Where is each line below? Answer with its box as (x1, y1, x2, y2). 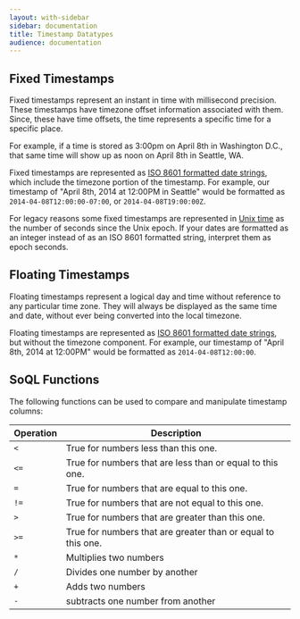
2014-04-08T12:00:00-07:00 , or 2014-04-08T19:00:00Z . (9, 196, 206, 206)
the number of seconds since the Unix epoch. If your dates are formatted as (9, 222, 288, 233)
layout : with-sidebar (9, 13, 90, 22)
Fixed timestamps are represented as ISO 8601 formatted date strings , (9, 167, 268, 179)
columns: (9, 406, 44, 416)
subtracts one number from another (65, 595, 216, 607)
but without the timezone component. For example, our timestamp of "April (9, 337, 284, 347)
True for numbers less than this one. (65, 441, 218, 454)
